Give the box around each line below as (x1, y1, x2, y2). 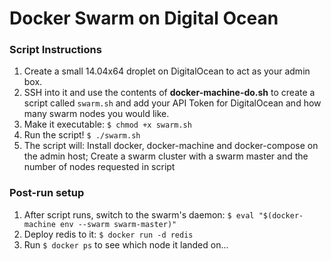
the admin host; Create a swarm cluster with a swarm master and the (23, 150, 309, 162)
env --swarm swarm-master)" (60, 219, 177, 229)
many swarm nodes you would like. (23, 108, 170, 120)
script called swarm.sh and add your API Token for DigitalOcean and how (23, 97, 322, 109)
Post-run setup (9, 186, 85, 200)
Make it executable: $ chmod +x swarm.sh (23, 118, 192, 131)
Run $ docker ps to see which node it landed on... (23, 238, 229, 251)
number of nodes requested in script (23, 161, 176, 173)
